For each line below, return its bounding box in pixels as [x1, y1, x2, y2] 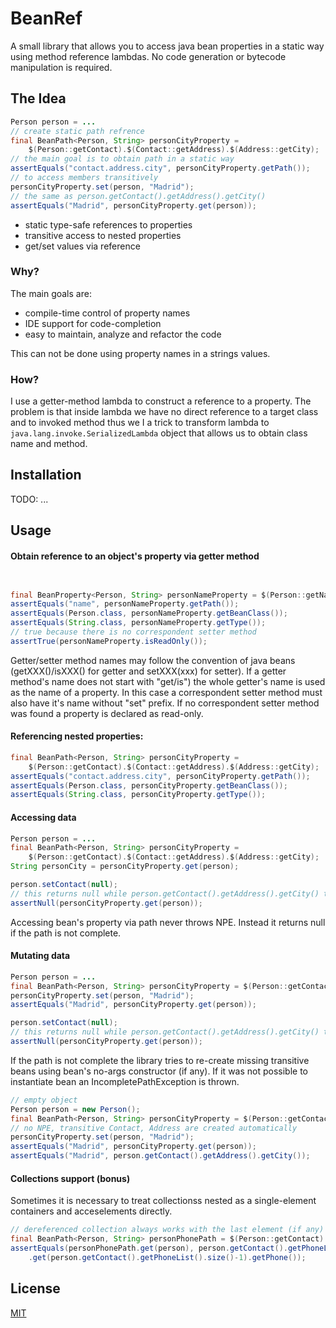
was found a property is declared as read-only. [10, 707, 204, 719]
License [10, 1280, 61, 1297]
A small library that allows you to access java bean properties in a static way [10, 40, 325, 52]
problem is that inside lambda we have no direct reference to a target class [10, 406, 319, 418]
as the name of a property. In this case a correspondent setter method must [10, 686, 323, 698]
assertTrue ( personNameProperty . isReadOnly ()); [10, 636, 208, 646]
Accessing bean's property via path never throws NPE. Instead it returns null [10, 916, 326, 928]
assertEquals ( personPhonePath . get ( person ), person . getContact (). [10, 1243, 288, 1254]
